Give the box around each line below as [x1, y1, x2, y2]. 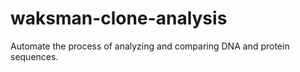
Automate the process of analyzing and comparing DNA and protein [10, 40, 290, 52]
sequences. [10, 50, 59, 62]
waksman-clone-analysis [10, 7, 228, 30]
